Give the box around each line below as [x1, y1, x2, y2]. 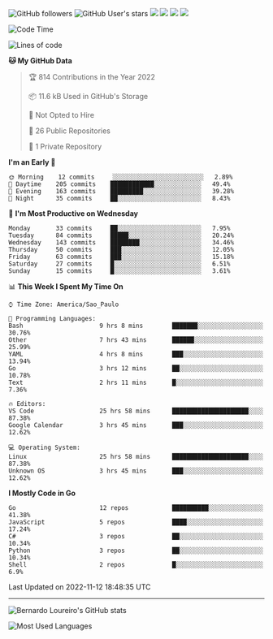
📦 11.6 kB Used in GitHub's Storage [28, 92, 149, 101]
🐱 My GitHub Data [8, 56, 73, 65]
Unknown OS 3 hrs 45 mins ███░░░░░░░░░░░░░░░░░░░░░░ [8, 467, 264, 475]
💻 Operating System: [8, 443, 81, 451]
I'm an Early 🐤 [8, 158, 56, 166]
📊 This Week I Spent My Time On [8, 282, 123, 291]
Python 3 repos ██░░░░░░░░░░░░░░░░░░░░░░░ [8, 546, 264, 555]
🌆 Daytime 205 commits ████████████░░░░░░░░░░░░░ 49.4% [8, 180, 231, 188]
